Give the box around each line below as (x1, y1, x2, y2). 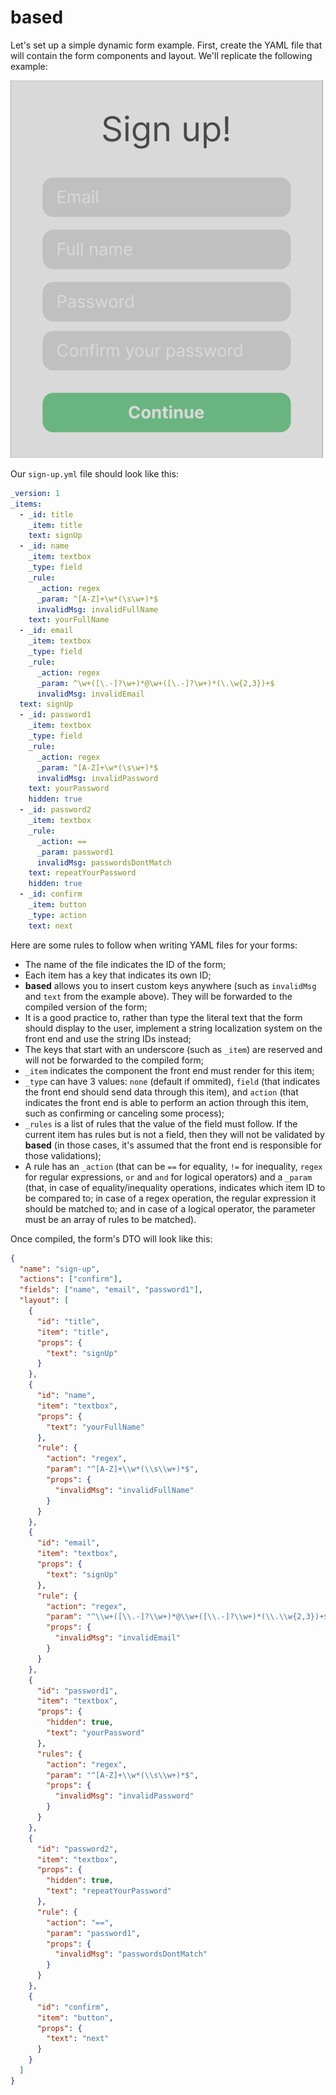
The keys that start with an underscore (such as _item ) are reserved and (24, 1043, 323, 1055)
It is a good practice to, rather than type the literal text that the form (24, 1011, 303, 1023)
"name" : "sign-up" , (19, 1264, 101, 1274)
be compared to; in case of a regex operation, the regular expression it (24, 1192, 317, 1204)
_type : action (28, 910, 87, 920)
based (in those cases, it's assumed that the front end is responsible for (24, 1139, 322, 1151)
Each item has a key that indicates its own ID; (24, 969, 212, 981)
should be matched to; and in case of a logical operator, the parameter (24, 1202, 316, 1215)
